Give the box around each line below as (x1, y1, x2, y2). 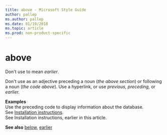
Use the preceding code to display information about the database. (5, 103, 144, 110)
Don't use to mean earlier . (5, 68, 59, 74)
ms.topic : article (5, 26, 44, 31)
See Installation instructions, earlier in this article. (5, 114, 107, 120)
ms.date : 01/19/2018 (5, 21, 49, 26)
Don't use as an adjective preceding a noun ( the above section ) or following (5, 78, 162, 84)
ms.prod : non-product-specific (5, 30, 71, 35)
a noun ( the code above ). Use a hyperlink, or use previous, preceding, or (5, 83, 155, 89)
